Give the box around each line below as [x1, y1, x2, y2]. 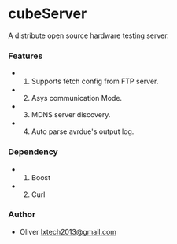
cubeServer [8, 5, 87, 23]
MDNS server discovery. [31, 110, 111, 120]
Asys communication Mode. [31, 94, 123, 103]
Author [8, 209, 36, 220]
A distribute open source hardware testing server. [8, 31, 169, 40]
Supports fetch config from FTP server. [31, 76, 159, 87]
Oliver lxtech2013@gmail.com [19, 227, 116, 236]
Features [8, 50, 43, 61]
